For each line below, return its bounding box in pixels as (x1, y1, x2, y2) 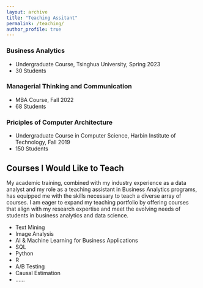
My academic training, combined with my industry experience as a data (6, 179, 186, 186)
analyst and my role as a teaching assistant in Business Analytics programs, (6, 185, 197, 193)
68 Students (15, 103, 46, 110)
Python (15, 249, 34, 257)
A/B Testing (15, 262, 45, 270)
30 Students (15, 67, 46, 74)
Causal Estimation (15, 269, 61, 276)
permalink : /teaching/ (6, 20, 64, 26)
